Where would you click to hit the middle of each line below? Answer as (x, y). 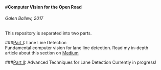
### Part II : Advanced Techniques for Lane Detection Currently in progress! (81, 62)
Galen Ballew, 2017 (24, 18)
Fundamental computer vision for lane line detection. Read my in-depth (77, 48)
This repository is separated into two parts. (48, 33)
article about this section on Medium (42, 53)
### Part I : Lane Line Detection (36, 43)
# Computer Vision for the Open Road (44, 7)
